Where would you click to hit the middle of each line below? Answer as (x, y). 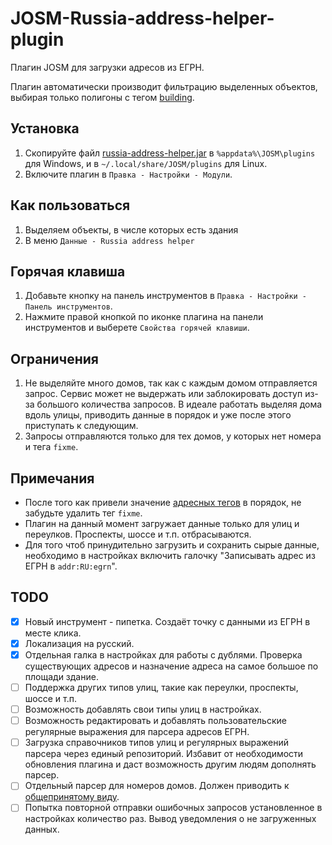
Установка (45, 128)
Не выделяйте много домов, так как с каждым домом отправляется (171, 383)
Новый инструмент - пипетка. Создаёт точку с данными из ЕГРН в (167, 621)
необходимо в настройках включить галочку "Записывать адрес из (170, 555)
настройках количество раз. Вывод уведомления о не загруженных (170, 819)
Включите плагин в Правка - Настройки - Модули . (128, 174)
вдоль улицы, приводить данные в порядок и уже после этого (158, 415)
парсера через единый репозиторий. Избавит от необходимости (164, 754)
